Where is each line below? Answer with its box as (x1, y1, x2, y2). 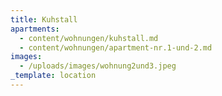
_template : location (10, 71, 97, 81)
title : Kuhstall (10, 14, 78, 25)
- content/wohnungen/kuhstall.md (19, 33, 159, 43)
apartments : (10, 24, 60, 34)
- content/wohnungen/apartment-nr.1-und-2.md (19, 42, 213, 53)
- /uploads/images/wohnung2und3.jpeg (19, 61, 177, 71)
